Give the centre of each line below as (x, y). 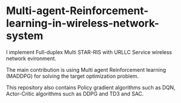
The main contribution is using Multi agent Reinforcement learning (86, 69)
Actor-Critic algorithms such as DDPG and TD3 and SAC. (75, 94)
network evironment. (31, 58)
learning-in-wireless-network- (83, 23)
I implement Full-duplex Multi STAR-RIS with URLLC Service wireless (89, 52)
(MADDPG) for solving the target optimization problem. (73, 76)
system (25, 36)
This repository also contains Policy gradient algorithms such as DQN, (91, 87)
